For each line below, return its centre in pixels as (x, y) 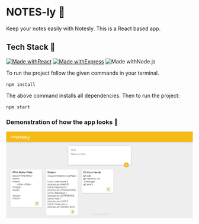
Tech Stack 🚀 (31, 47)
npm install (21, 84)
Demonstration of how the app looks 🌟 (62, 122)
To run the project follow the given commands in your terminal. (83, 73)
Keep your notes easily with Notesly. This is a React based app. (84, 28)
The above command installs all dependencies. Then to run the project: (93, 95)
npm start (18, 107)
